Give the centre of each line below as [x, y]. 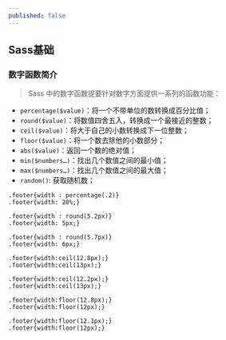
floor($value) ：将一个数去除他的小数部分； [92, 140]
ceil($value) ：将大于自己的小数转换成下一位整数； [104, 130]
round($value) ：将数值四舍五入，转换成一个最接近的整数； [117, 121]
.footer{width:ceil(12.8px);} [59, 259]
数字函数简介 [33, 74]
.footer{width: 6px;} [44, 244]
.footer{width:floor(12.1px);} [60, 321]
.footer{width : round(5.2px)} [60, 216]
